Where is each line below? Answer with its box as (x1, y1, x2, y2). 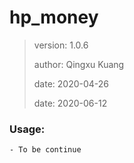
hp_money (9, 6, 99, 29)
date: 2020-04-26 (33, 77, 110, 90)
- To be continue (9, 145, 82, 155)
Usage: (9, 122, 46, 136)
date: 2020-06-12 (33, 97, 108, 109)
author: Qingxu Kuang (33, 58, 125, 70)
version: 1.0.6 (33, 39, 89, 51)
